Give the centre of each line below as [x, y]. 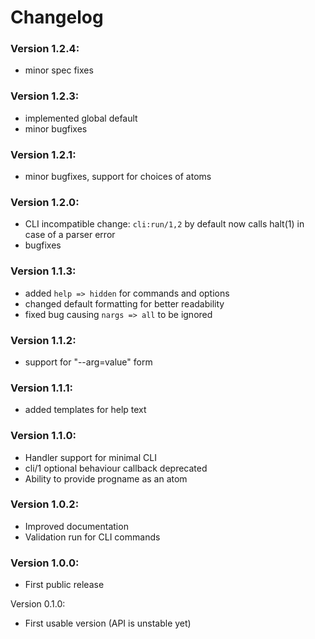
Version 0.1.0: [38, 604]
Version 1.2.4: [45, 49]
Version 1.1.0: [43, 436]
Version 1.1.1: [41, 388]
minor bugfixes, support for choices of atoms [118, 177]
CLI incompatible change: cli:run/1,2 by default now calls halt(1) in [164, 224]
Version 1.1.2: [43, 340]
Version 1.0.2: [45, 504]
